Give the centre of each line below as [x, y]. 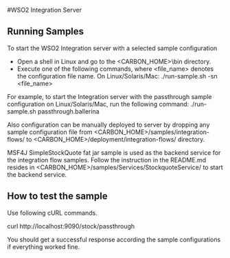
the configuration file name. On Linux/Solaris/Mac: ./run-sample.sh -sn [117, 76]
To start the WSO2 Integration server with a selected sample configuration [112, 48]
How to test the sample [57, 196]
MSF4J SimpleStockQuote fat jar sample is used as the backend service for [114, 152]
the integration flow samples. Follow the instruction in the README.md [107, 160]
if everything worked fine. [44, 246]
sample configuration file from [50, 132]
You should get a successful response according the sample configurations [114, 239]
